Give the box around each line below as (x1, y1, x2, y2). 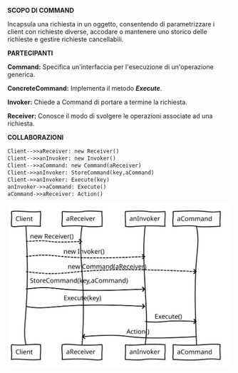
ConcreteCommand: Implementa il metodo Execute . (7, 84, 162, 92)
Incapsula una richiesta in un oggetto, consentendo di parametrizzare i (7, 20, 215, 28)
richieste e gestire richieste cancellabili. (7, 35, 124, 44)
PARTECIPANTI (7, 49, 53, 57)
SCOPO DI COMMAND (7, 6, 75, 14)
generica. (7, 71, 36, 78)
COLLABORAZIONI (7, 133, 64, 141)
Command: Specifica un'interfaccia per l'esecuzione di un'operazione (7, 63, 214, 71)
